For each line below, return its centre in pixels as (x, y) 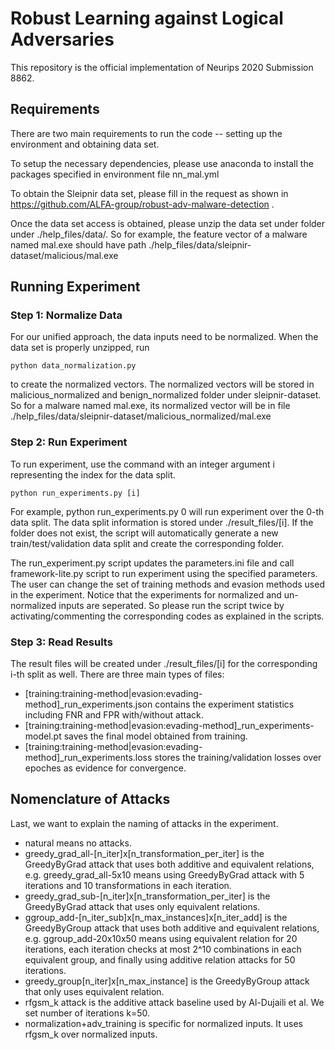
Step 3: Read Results (61, 642)
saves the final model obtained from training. (155, 736)
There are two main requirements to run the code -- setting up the (146, 133)
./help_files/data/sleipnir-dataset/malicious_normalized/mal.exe (141, 416)
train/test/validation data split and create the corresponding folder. (147, 543)
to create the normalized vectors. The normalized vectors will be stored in (162, 384)
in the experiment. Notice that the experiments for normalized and (146, 594)
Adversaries (62, 39)
